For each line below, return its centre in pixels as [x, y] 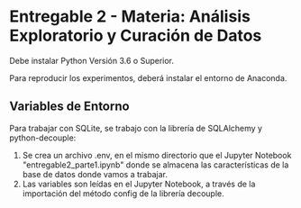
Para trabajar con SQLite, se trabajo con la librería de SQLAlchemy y [136, 128]
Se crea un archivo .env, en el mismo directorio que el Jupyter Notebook [157, 155]
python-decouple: [43, 138]
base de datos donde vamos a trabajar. [95, 174]
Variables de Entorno [69, 107]
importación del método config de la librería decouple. [123, 193]
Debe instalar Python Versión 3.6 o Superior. [91, 60]
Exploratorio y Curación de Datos [136, 36]
